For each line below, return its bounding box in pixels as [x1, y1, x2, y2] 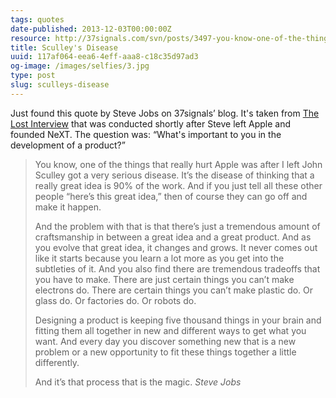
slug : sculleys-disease [10, 80, 110, 90]
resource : [10, 33, 52, 43]
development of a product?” [10, 139, 126, 151]
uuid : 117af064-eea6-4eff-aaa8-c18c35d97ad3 [10, 52, 199, 62]
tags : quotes [10, 14, 65, 25]
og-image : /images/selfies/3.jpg [10, 61, 150, 71]
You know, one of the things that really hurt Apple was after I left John [34, 158, 323, 170]
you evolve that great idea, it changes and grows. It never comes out [34, 241, 318, 253]
